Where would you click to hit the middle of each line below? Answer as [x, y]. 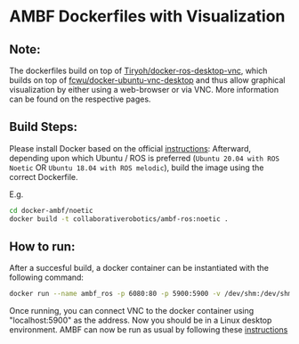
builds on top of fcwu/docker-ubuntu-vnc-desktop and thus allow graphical [147, 80]
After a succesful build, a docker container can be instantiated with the [139, 268]
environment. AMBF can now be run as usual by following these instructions [149, 330]
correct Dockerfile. [44, 176]
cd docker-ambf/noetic [51, 210]
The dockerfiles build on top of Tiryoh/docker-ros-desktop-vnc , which [138, 70]
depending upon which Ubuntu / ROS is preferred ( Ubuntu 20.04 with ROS [145, 158]
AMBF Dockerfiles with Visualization [147, 16]
